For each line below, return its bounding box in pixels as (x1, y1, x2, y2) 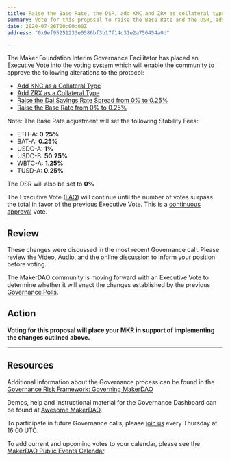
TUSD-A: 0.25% (16, 166, 64, 175)
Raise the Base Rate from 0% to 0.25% (16, 103, 127, 112)
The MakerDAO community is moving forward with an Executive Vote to (7, 273, 209, 282)
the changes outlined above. (7, 333, 90, 341)
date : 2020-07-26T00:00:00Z (7, 23, 88, 29)
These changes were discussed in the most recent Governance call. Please (7, 246, 220, 254)
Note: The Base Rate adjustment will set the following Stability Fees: (7, 117, 199, 125)
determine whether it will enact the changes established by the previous (7, 281, 211, 289)
